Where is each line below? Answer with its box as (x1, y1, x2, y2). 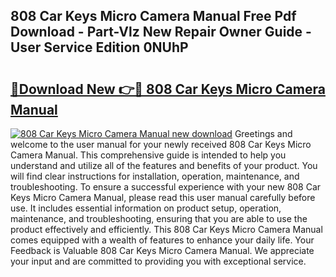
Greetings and (234, 128, 293, 139)
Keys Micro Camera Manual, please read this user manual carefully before (10, 192, 316, 203)
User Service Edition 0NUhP (10, 39, 189, 56)
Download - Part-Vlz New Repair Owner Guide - (10, 24, 312, 41)
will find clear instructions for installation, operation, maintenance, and (10, 170, 300, 182)
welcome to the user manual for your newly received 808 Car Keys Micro (10, 139, 312, 150)
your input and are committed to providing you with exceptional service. (10, 255, 307, 267)
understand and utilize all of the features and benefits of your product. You (10, 160, 318, 171)
